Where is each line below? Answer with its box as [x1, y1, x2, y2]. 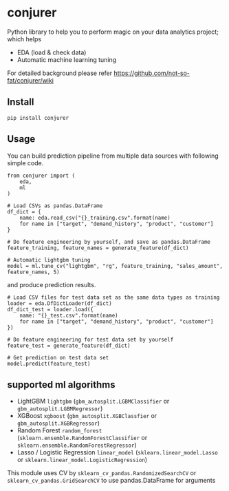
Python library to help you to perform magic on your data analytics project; [7, 28, 219, 36]
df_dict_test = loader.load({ [7, 306, 94, 313]
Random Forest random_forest [17, 426, 102, 435]
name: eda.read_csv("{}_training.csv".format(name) [19, 214, 171, 221]
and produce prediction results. [7, 280, 96, 289]
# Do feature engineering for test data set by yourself [7, 336, 174, 343]
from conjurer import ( [7, 172, 76, 179]
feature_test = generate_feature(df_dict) [7, 342, 131, 349]
